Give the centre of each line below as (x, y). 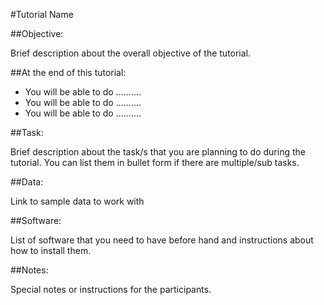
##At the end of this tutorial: (68, 72)
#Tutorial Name (42, 14)
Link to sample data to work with (77, 201)
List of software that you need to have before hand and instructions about (162, 240)
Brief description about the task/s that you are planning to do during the (158, 152)
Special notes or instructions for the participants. (111, 289)
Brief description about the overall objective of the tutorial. (131, 53)
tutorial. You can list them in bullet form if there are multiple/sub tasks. (155, 162)
